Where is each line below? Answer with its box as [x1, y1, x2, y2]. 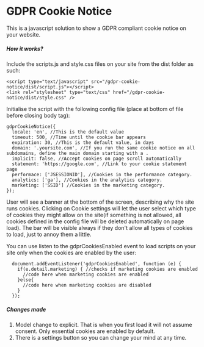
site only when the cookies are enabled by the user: [6, 249, 136, 256]
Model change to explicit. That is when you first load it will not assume [15, 321, 192, 328]
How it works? [6, 45, 44, 52]
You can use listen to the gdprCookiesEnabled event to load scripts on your [6, 242, 196, 249]
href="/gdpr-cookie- [112, 89, 166, 95]
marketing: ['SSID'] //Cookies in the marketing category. [12, 182, 166, 188]
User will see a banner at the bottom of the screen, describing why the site [6, 198, 194, 206]
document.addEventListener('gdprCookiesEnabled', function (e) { [12, 260, 182, 267]
